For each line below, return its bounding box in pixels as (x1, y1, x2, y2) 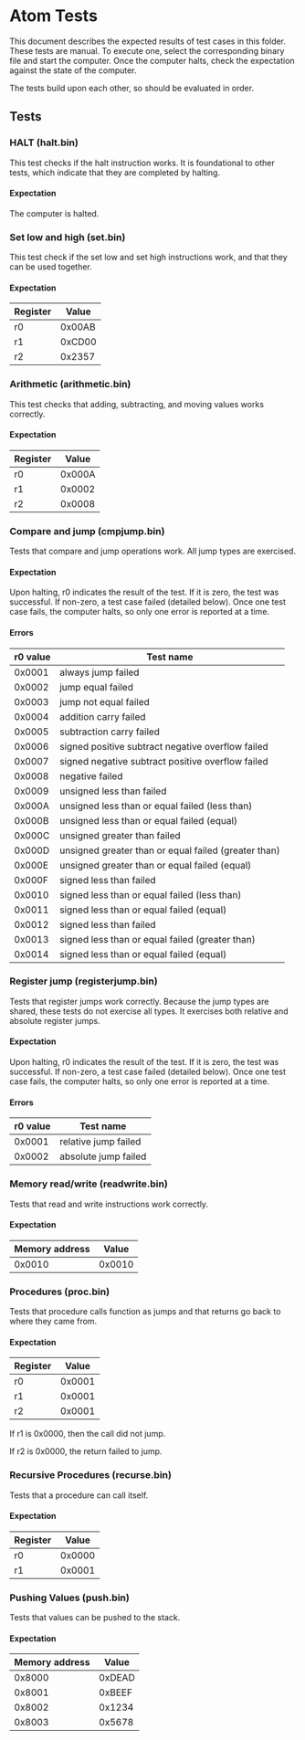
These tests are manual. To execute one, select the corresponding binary (9, 45, 285, 56)
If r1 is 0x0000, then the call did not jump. (9, 1429, 166, 1439)
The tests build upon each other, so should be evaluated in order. (9, 82, 254, 93)
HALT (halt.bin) (9, 136, 79, 149)
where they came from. (9, 1316, 98, 1327)
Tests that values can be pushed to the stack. (9, 1612, 181, 1623)
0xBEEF (99, 1686, 132, 1699)
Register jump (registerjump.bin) (9, 975, 158, 987)
